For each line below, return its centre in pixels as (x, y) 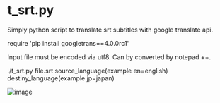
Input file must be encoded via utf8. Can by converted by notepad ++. (109, 57)
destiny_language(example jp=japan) (61, 78)
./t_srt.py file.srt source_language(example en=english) (88, 71)
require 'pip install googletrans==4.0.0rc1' (68, 43)
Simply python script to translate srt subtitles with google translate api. (110, 30)
